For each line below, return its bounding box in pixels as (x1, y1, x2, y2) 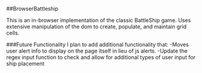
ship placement (6, 60, 45, 67)
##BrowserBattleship (6, 5, 58, 12)
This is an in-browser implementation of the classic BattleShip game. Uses (6, 17, 191, 23)
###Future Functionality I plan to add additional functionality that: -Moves (6, 41, 189, 48)
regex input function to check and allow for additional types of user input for (6, 54, 196, 60)
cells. (6, 29, 20, 36)
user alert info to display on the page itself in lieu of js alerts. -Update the (6, 47, 188, 54)
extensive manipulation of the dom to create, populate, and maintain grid (6, 23, 187, 30)
